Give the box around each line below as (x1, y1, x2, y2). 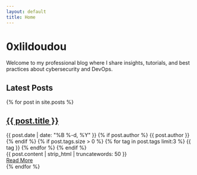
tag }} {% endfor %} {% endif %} (6, 144, 87, 151)
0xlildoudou (6, 40, 67, 53)
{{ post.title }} (6, 116, 59, 126)
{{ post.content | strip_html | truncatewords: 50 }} (6, 151, 128, 158)
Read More (6, 157, 33, 164)
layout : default (6, 8, 46, 15)
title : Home (6, 14, 36, 20)
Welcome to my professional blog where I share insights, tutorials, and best (6, 59, 190, 66)
